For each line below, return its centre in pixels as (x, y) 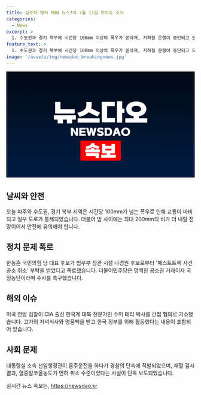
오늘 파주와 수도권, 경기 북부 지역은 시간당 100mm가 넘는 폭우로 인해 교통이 (94, 212)
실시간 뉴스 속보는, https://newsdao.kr (52, 385)
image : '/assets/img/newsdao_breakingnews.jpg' (67, 57)
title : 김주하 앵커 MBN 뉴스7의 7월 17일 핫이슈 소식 (65, 13)
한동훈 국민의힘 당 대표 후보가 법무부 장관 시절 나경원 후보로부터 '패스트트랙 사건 (100, 263)
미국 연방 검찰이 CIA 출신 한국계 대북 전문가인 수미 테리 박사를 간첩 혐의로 (92, 314)
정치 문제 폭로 (30, 247)
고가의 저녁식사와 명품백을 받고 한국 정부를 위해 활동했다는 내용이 (99, 321)
